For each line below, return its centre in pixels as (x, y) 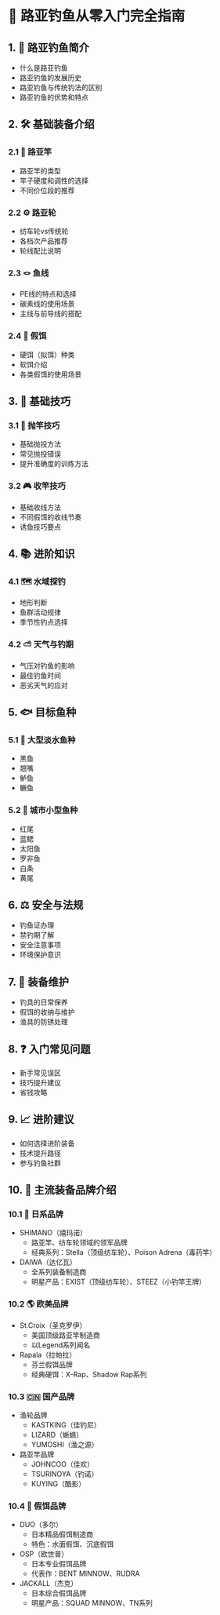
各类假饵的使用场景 (50, 374)
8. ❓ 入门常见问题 (49, 1049)
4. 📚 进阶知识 (41, 554)
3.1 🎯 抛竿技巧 (34, 425)
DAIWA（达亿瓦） (48, 1262)
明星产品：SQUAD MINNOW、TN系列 (92, 1603)
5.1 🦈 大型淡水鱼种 (42, 740)
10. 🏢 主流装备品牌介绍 (62, 1190)
